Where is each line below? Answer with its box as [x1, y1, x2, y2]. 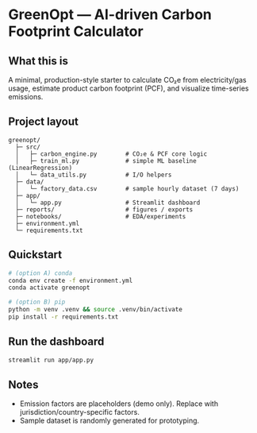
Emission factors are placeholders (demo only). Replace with [19, 399, 219, 408]
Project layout [8, 115, 79, 129]
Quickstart [8, 248, 63, 261]
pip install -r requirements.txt [8, 313, 119, 321]
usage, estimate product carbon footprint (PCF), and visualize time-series [8, 83, 249, 93]
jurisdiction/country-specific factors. [19, 408, 140, 417]
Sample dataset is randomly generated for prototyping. [19, 416, 200, 426]
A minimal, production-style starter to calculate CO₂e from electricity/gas [8, 75, 247, 84]
